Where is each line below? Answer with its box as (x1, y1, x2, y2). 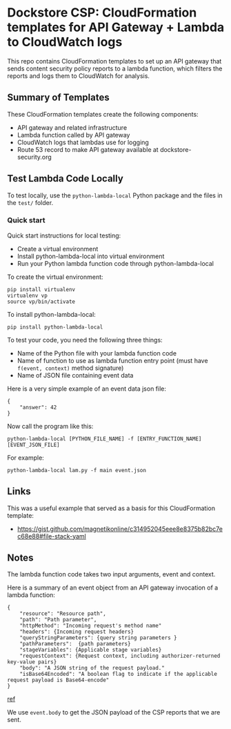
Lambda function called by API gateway (17, 130, 130, 139)
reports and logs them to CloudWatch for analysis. (7, 71, 150, 80)
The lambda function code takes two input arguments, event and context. (7, 570, 216, 579)
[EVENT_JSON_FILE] (7, 441, 60, 448)
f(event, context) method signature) (17, 364, 124, 372)
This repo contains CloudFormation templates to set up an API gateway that (7, 57, 222, 65)
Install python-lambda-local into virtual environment (17, 252, 165, 260)
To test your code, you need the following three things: (7, 336, 163, 344)
